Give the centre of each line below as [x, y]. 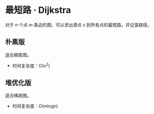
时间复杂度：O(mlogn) [35, 106]
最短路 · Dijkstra [38, 10]
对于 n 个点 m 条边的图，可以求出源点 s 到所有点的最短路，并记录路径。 [78, 25]
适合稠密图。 [18, 55]
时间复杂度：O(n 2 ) [31, 65]
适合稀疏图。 [18, 96]
